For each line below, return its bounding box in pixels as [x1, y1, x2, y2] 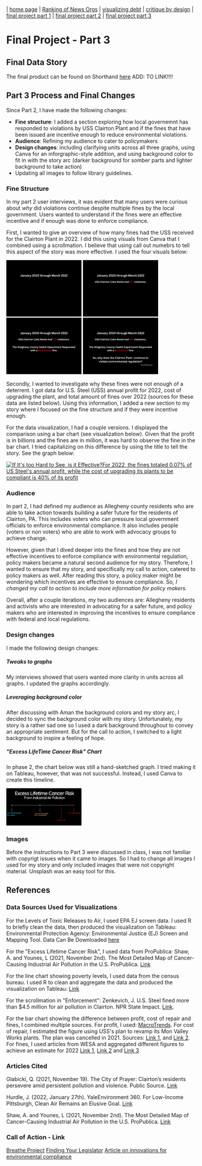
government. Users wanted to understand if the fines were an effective [6, 211, 182, 218]
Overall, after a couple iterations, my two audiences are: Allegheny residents [6, 596, 195, 603]
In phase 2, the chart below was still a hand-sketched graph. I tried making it [6, 763, 196, 770]
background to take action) [14, 163, 82, 170]
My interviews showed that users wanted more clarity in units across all [6, 673, 183, 681]
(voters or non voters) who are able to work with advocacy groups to [6, 528, 177, 535]
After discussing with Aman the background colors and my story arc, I [6, 708, 179, 716]
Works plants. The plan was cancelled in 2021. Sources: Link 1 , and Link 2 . [6, 1033, 191, 1041]
